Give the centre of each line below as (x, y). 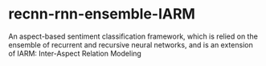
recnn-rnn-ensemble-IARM (102, 14)
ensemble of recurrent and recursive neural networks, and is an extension (131, 44)
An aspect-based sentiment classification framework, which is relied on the (133, 36)
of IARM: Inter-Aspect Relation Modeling (75, 53)
